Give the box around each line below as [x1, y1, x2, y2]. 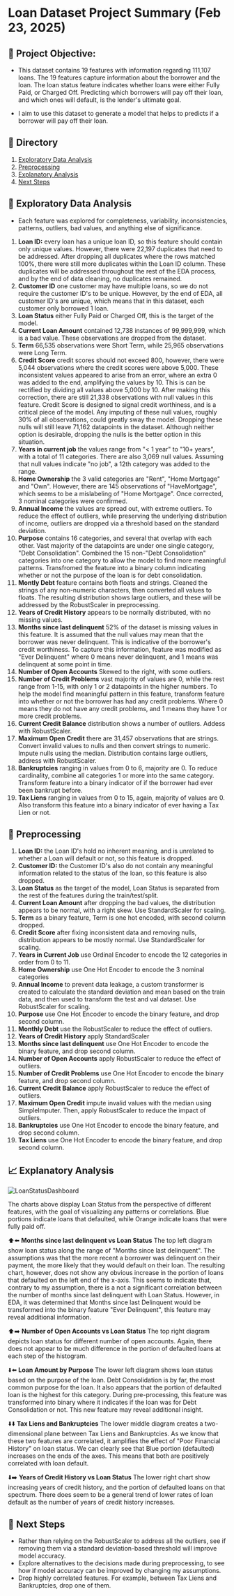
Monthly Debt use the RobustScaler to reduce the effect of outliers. [17, 1024, 213, 1034]
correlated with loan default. [8, 1459, 89, 1468]
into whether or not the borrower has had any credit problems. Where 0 [17, 696, 224, 706]
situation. [17, 438, 45, 446]
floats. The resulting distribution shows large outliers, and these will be [17, 593, 221, 602]
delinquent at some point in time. [17, 659, 113, 668]
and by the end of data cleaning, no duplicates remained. [17, 274, 182, 283]
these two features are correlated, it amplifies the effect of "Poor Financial [8, 1437, 221, 1445]
